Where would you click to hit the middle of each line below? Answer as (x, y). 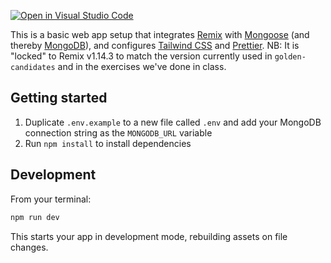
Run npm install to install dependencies (108, 143)
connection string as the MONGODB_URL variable (118, 132)
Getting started (59, 98)
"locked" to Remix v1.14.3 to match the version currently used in (141, 56)
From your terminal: (51, 199)
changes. (29, 247)
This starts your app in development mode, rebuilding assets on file (149, 236)
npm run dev (35, 217)
